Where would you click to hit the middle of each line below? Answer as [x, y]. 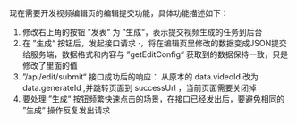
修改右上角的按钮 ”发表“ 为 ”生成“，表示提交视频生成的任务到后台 [142, 32]
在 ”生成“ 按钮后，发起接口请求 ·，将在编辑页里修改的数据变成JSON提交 [155, 43]
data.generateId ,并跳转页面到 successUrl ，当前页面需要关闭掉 [139, 88]
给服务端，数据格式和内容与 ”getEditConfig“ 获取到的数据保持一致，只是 [155, 54]
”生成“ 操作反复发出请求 [66, 110]
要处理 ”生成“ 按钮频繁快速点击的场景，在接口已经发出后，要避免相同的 [153, 99]
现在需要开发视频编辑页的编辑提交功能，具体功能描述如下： [119, 13]
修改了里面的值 [50, 66]
